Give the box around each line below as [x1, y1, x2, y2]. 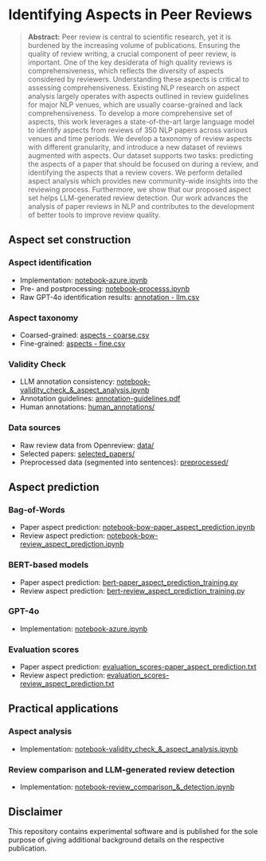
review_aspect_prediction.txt [19, 679, 115, 689]
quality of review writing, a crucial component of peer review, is [27, 49, 237, 58]
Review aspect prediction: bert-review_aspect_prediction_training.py [19, 586, 245, 595]
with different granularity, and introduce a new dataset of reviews [27, 142, 243, 152]
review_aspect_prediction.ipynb [19, 539, 124, 549]
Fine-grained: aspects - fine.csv [19, 338, 126, 348]
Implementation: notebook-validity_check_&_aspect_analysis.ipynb [19, 744, 239, 753]
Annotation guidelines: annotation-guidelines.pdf [19, 393, 181, 404]
